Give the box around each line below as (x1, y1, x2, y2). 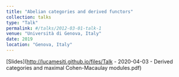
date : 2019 (6, 36, 33, 42)
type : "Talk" (6, 20, 38, 25)
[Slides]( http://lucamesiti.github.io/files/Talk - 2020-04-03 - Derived (6, 57, 173, 65)
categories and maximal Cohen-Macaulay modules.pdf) (6, 64, 142, 71)
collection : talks (6, 14, 51, 20)
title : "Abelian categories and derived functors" (6, 8, 134, 15)
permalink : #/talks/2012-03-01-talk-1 (6, 25, 102, 31)
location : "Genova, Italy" (6, 42, 73, 48)
